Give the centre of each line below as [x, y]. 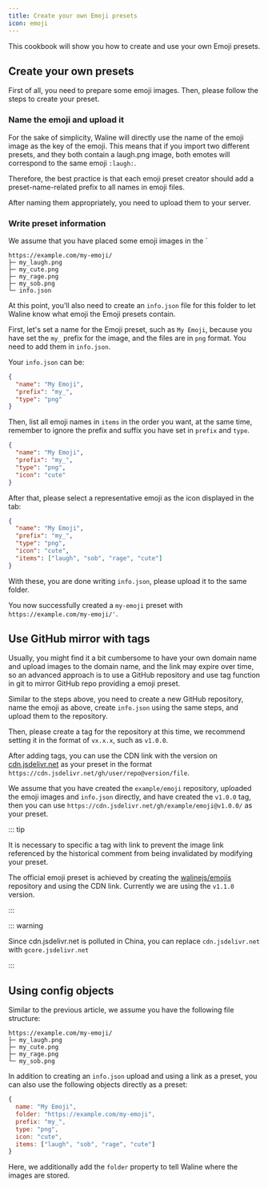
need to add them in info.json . [60, 347]
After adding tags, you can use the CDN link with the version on [113, 756]
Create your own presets [71, 71]
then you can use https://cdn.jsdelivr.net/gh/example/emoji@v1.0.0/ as [130, 805]
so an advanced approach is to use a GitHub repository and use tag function [134, 675]
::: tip [17, 829]
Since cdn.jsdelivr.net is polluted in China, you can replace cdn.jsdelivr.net [134, 941]
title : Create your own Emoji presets [73, 16]
